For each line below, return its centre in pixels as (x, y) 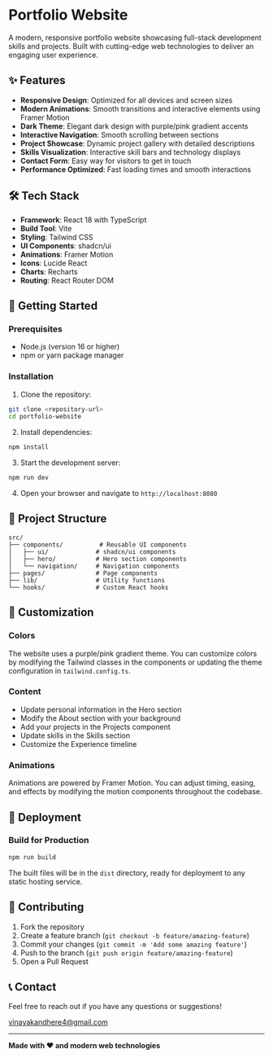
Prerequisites (35, 329)
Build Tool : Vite (46, 228)
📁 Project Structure (58, 519)
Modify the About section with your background (100, 718)
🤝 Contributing (46, 907)
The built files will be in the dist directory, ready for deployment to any (127, 872)
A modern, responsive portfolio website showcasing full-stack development (135, 37)
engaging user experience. (54, 55)
